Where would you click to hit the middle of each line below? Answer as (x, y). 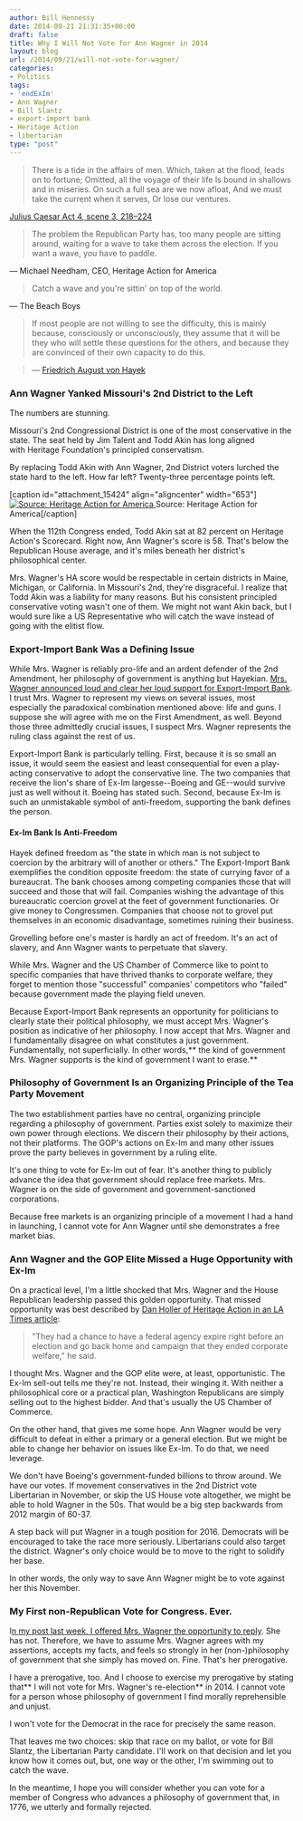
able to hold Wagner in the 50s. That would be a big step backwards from (146, 1505)
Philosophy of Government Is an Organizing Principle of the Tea (151, 1083)
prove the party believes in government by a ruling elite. (114, 1152)
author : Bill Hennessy (52, 18)
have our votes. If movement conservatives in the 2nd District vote (133, 1486)
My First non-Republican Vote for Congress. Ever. (121, 1612)
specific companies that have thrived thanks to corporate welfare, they (141, 974)
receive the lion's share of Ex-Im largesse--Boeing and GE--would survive (147, 783)
